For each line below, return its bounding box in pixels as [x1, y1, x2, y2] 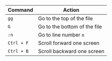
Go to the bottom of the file [38, 23, 102, 30]
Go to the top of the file [38, 15, 93, 22]
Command [8, 7, 34, 13]
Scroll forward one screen [38, 40, 100, 46]
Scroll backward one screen [38, 48, 104, 54]
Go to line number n [38, 31, 85, 38]
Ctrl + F [8, 40, 29, 46]
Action [63, 7, 80, 13]
